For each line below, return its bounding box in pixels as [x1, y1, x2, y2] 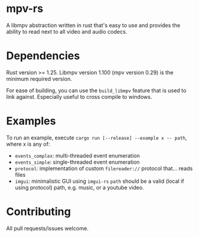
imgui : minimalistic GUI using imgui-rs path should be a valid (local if [14, 177, 184, 185]
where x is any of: [6, 140, 50, 147]
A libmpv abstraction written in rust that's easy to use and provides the [6, 22, 180, 29]
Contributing [6, 205, 71, 218]
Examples [6, 115, 56, 128]
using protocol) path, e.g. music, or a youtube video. [14, 183, 145, 191]
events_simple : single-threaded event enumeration [14, 158, 140, 165]
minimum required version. [6, 75, 72, 82]
